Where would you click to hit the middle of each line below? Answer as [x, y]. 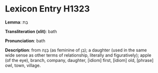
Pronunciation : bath [25, 41]
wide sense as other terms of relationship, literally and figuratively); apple [78, 55]
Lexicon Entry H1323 [48, 9]
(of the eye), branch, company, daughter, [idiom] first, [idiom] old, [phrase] [79, 60]
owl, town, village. [23, 65]
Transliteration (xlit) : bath [31, 31]
